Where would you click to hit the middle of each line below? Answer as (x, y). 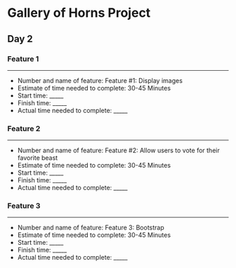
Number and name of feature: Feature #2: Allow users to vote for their (118, 150)
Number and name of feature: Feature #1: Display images (100, 80)
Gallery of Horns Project (79, 13)
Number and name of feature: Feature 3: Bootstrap (91, 228)
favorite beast (38, 158)
